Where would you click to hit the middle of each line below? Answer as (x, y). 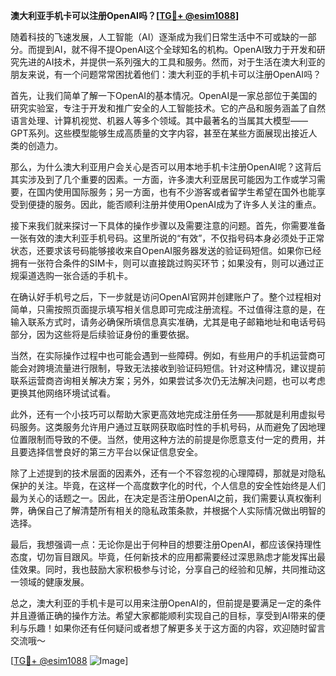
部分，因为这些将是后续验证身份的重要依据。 (102, 334)
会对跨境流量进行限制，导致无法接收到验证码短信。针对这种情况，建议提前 (172, 368)
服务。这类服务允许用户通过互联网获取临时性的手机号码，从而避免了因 (163, 427)
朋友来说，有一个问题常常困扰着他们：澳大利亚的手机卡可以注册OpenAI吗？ (166, 74)
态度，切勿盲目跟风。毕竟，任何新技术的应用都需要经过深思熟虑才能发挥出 (163, 557)
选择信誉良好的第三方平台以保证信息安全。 (115, 452)
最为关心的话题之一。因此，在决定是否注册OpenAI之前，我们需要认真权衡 (161, 498)
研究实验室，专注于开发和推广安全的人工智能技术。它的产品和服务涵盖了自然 (168, 108)
